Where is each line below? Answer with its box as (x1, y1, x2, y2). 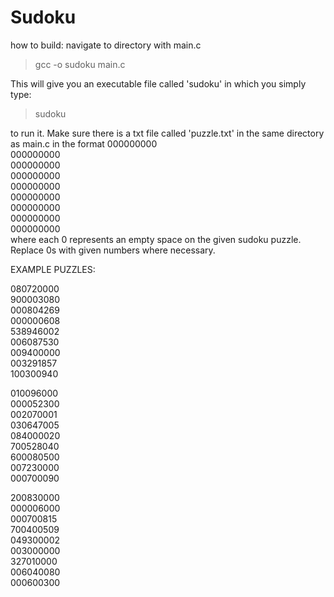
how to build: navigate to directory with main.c (10, 39, 202, 51)
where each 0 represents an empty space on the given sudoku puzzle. (10, 233, 302, 245)
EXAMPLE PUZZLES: (10, 263, 96, 275)
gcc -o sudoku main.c (34, 58, 126, 70)
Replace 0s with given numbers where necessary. (10, 244, 216, 256)
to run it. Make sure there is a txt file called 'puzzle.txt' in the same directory (10, 127, 325, 139)
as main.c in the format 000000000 (10, 137, 158, 150)
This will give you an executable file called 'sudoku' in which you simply (10, 77, 307, 90)
